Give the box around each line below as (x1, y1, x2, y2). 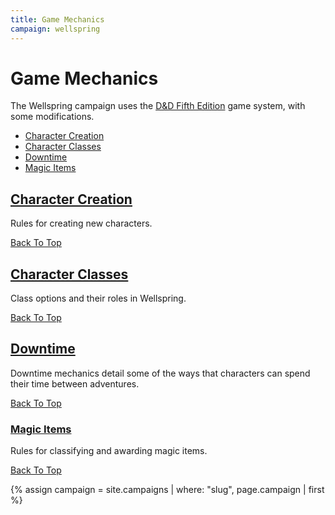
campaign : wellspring (10, 24, 101, 34)
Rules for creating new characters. (10, 217, 153, 230)
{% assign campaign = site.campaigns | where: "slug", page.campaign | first (10, 484, 325, 496)
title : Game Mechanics (10, 14, 105, 25)
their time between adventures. (10, 377, 140, 390)
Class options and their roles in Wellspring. (10, 292, 187, 305)
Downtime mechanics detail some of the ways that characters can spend (10, 367, 311, 379)
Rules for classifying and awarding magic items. (10, 445, 208, 457)
